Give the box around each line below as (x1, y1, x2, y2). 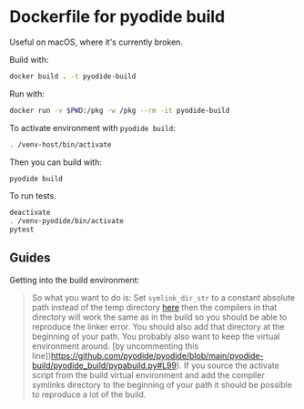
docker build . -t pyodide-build (9, 71, 137, 81)
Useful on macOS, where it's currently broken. (9, 36, 184, 47)
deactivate (9, 208, 51, 218)
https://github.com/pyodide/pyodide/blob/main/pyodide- (51, 350, 264, 361)
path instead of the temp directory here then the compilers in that (31, 302, 278, 312)
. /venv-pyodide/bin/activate (9, 217, 125, 226)
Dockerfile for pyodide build (9, 6, 226, 27)
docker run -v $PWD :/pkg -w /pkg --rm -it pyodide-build (9, 106, 230, 115)
